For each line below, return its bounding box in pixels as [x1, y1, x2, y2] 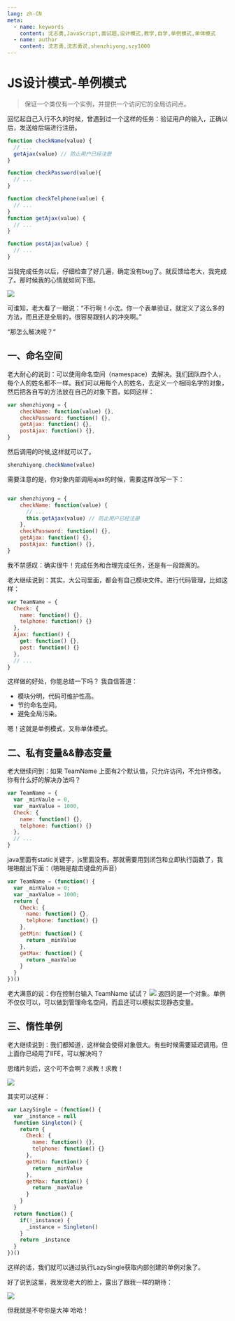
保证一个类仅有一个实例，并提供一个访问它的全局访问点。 [24, 100, 190, 108]
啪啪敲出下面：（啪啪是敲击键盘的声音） [7, 864, 121, 872]
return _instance [20, 1236, 71, 1244]
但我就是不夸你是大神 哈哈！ [7, 1306, 89, 1314]
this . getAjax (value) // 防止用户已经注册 [25, 514, 140, 522]
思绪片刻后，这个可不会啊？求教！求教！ [7, 1064, 124, 1072]
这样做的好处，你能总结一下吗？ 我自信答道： [7, 677, 138, 685]
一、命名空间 [7, 350, 63, 362]
